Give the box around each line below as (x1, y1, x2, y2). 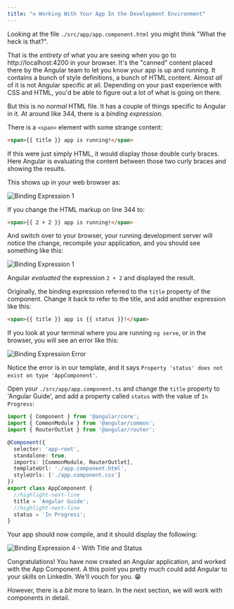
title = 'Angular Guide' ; (13, 498, 90, 505)
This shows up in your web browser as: (7, 177, 121, 187)
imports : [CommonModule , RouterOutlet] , (13, 458, 134, 465)
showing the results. (7, 164, 66, 172)
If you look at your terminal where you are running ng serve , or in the (7, 329, 206, 337)
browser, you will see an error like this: (7, 336, 119, 345)
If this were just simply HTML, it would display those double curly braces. (7, 149, 220, 158)
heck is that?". (7, 37, 48, 46)
